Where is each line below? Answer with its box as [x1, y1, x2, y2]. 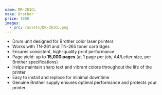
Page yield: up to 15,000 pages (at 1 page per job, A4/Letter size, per [12, 54, 151, 60]
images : [5, 20, 21, 26]
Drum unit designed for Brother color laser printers [12, 38, 114, 44]
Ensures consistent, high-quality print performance [12, 49, 115, 55]
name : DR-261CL [5, 7, 36, 12]
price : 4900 [5, 16, 29, 21]
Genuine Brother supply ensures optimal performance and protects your [12, 79, 157, 85]
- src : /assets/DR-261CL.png [9, 25, 69, 30]
